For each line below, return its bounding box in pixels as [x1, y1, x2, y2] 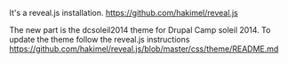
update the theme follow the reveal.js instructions [9, 35, 190, 44]
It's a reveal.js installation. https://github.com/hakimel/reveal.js [9, 8, 238, 18]
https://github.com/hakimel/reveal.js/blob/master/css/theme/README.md [9, 43, 279, 54]
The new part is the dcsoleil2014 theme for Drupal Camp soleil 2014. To [9, 25, 271, 35]
